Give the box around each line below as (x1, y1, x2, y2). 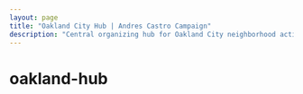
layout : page (9, 13, 59, 22)
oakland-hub (9, 68, 108, 89)
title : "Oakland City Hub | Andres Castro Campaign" (9, 21, 212, 30)
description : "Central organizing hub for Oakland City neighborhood (9, 30, 277, 38)
